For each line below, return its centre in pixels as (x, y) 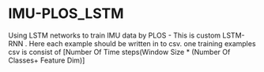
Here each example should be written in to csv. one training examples (142, 43)
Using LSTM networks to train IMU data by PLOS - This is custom (115, 35)
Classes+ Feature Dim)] (47, 60)
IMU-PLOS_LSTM (66, 14)
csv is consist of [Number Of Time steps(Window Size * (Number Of (119, 52)
